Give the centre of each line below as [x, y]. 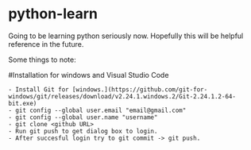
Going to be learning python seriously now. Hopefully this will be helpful [126, 36]
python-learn [53, 14]
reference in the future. [46, 44]
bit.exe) [23, 103]
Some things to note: [42, 60]
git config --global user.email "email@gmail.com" [101, 110]
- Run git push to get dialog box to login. [83, 131]
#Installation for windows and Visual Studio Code [89, 75]
